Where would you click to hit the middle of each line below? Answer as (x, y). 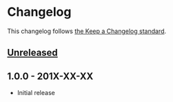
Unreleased (33, 53)
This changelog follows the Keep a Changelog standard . (87, 31)
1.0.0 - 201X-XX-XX (50, 76)
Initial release (36, 93)
